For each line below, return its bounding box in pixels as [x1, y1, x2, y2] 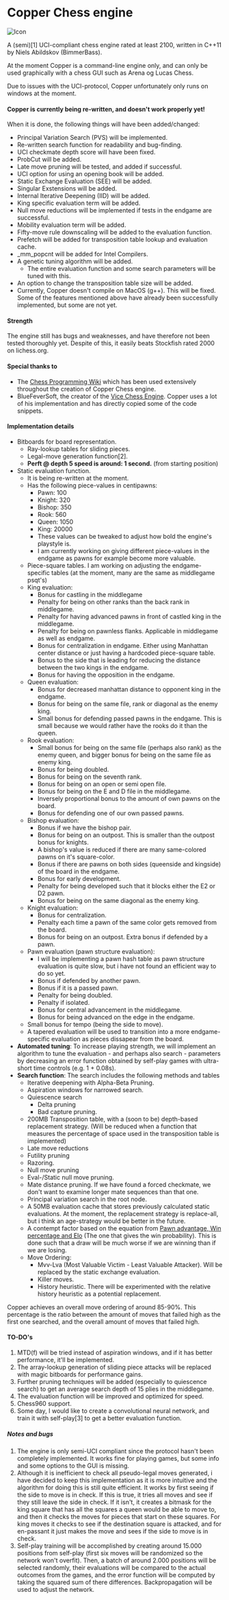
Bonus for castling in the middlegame [37, 590, 143, 598]
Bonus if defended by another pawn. [37, 976, 141, 984]
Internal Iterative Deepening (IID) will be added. [16, 192, 150, 200]
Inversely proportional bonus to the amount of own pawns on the [37, 794, 221, 803]
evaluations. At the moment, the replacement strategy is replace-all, [27, 1209, 219, 1217]
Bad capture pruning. [37, 1107, 98, 1115]
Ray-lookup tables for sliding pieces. [27, 444, 131, 453]
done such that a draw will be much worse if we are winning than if [27, 1239, 217, 1247]
